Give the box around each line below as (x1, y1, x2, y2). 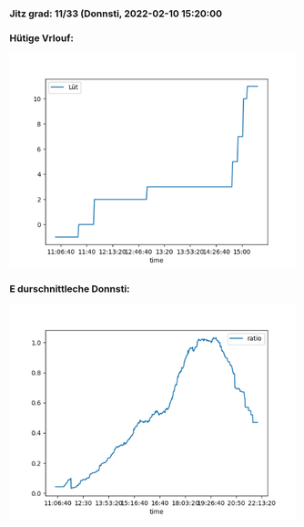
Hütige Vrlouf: (9, 31, 75, 44)
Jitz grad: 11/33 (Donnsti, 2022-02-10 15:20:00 (9, 7, 223, 20)
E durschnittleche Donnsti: (9, 283, 130, 295)
